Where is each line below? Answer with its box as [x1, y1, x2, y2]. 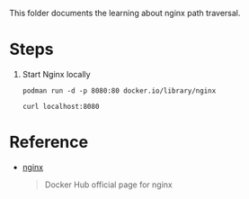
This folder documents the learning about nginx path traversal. [9, 8, 241, 18]
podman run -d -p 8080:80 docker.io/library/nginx [22, 86, 217, 95]
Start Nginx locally [22, 68, 92, 79]
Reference [9, 132, 88, 152]
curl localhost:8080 [22, 102, 100, 111]
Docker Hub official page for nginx [44, 179, 173, 190]
